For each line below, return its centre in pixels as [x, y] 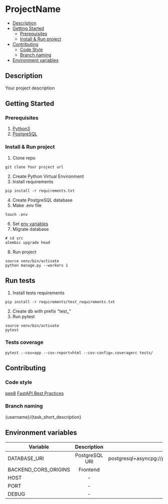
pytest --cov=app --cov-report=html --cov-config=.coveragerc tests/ [79, 353]
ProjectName [33, 9]
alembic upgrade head [28, 243]
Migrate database [30, 229]
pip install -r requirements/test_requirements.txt [60, 302]
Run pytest [23, 316]
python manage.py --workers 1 [37, 265]
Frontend [89, 470]
